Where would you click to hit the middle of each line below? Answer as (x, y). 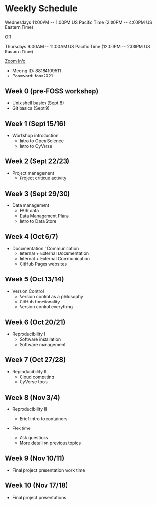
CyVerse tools (34, 382)
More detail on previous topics (50, 443)
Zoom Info (15, 61)
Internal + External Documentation (54, 253)
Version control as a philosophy (51, 296)
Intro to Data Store (38, 221)
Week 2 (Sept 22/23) (37, 161)
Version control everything (46, 306)
